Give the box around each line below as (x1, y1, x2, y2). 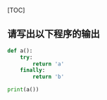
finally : (20, 67, 46, 74)
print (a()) (7, 86, 39, 94)
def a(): (7, 47, 33, 54)
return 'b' (32, 73, 65, 80)
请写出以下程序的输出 (7, 28, 100, 40)
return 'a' (32, 60, 65, 68)
